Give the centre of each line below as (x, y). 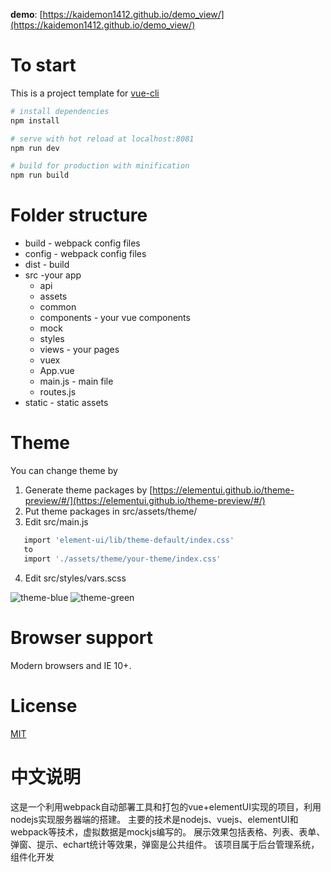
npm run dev (35, 148)
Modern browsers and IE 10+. (71, 665)
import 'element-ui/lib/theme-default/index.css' (129, 540)
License (44, 705)
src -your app (53, 275)
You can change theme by (64, 471)
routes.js (58, 392)
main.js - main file (76, 381)
